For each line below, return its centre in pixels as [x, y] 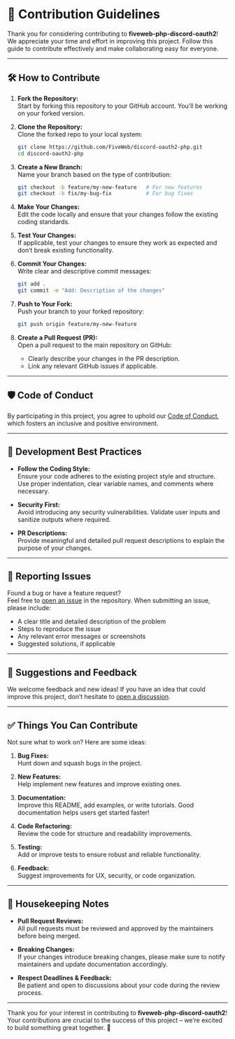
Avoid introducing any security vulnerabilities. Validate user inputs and [119, 512]
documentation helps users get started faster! [83, 812]
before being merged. [49, 935]
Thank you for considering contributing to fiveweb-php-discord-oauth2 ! [113, 34]
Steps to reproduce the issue [59, 629]
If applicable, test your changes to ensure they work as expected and [117, 243]
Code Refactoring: [44, 826]
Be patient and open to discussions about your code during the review [119, 985]
